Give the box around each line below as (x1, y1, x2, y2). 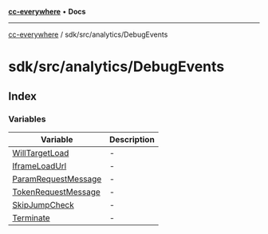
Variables (8, 113, 46, 125)
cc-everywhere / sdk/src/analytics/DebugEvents (8, 30, 168, 39)
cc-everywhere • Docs (8, 7, 86, 16)
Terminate (12, 212, 50, 223)
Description (108, 133, 156, 145)
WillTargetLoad (12, 147, 69, 158)
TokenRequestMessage (12, 186, 101, 197)
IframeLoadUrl (12, 160, 67, 171)
